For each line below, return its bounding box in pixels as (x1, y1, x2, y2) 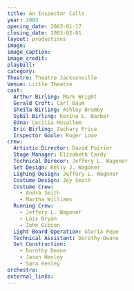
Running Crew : (13, 203, 54, 210)
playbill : (7, 61, 36, 68)
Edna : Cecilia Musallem (13, 119, 82, 126)
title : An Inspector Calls (7, 10, 85, 17)
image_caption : (7, 49, 51, 56)
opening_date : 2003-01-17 (7, 23, 82, 30)
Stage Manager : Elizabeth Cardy (13, 151, 107, 159)
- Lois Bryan (19, 215, 57, 222)
